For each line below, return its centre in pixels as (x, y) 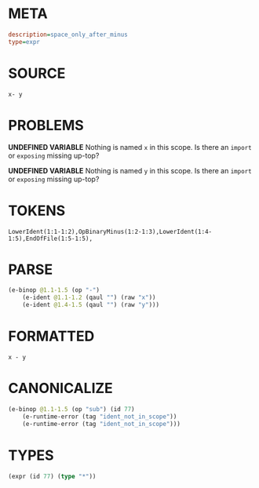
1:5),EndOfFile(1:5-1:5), (50, 239)
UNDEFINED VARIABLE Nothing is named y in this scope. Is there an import (130, 170)
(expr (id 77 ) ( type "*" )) (52, 476)
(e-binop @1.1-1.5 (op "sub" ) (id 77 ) (71, 409)
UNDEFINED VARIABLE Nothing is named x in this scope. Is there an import (130, 147)
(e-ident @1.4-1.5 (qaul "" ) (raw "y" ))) (91, 305)
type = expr (24, 42)
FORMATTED (51, 336)
